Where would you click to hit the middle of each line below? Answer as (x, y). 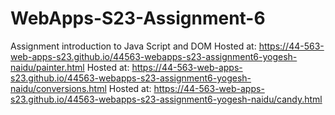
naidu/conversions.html (58, 88)
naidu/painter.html (47, 67)
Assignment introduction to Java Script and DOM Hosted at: (133, 46)
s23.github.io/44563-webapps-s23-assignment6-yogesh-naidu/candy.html (166, 99)
